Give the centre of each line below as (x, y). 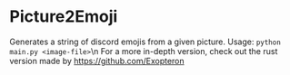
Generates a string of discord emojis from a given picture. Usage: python (145, 42)
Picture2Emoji (64, 17)
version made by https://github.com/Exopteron (97, 61)
